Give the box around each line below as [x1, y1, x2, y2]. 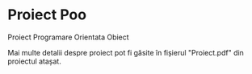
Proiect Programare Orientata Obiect [7, 32, 130, 42]
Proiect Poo [7, 6, 86, 24]
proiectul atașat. [7, 56, 61, 66]
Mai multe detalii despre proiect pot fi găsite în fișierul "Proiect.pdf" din [7, 47, 244, 57]
